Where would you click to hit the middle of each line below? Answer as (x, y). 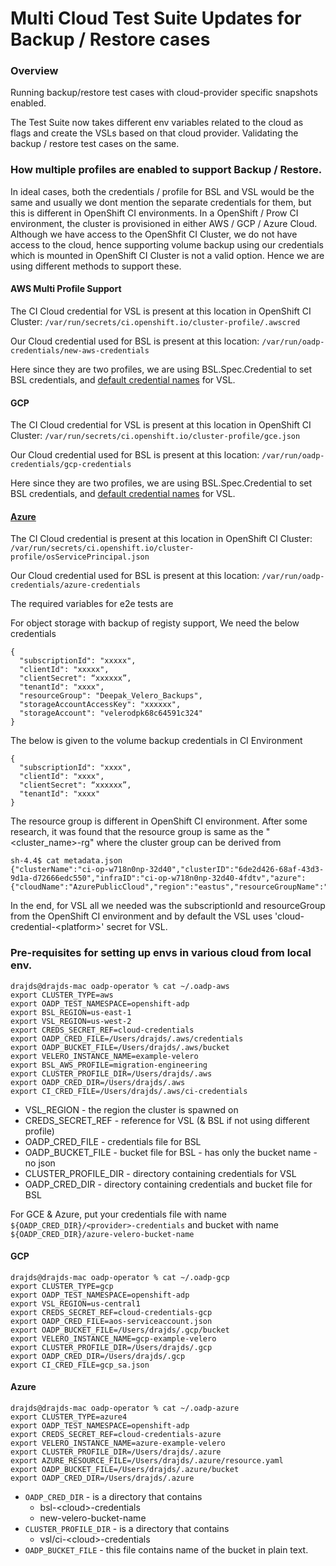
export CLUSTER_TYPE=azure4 (69, 1417)
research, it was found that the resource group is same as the (137, 832)
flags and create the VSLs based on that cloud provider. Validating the (154, 133)
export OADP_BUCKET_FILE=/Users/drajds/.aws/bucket (120, 1047)
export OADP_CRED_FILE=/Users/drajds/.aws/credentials (127, 1038)
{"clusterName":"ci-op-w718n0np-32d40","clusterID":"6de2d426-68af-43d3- (167, 870)
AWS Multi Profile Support (66, 289)
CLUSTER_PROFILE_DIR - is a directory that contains (127, 1529)
